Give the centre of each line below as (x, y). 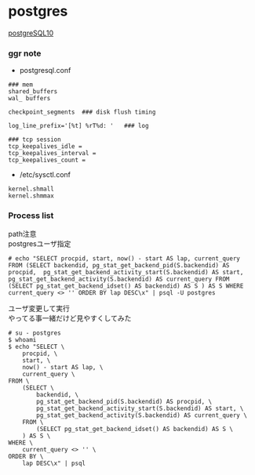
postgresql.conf (45, 71)
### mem (21, 85)
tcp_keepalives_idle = (45, 147)
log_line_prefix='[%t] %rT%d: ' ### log (78, 126)
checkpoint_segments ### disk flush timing (82, 112)
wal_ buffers (29, 99)
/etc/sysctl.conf (45, 175)
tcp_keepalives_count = (47, 160)
